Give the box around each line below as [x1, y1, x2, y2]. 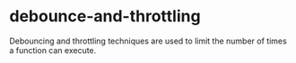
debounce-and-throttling [9, 6, 201, 27]
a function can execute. [9, 44, 97, 55]
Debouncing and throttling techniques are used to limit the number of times [9, 35, 287, 46]
